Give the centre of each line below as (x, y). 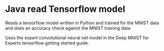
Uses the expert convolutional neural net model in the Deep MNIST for (77, 38)
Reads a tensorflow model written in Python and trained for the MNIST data (82, 23)
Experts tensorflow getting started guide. (47, 43)
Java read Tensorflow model (65, 9)
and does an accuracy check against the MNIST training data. (68, 28)
